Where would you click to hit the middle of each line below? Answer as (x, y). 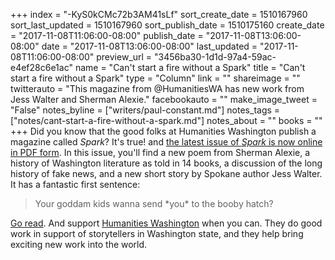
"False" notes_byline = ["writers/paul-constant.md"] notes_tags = (145, 110)
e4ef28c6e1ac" (41, 67)
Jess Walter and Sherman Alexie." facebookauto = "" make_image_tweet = (164, 99)
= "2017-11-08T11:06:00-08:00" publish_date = (107, 35)
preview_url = (124, 57)
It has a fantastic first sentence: (75, 184)
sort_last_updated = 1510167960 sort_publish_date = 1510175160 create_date (167, 25)
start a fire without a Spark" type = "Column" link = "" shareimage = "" (155, 78)
